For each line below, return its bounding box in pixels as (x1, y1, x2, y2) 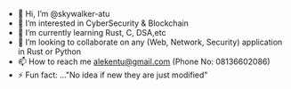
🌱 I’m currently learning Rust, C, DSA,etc (17, 28, 166, 37)
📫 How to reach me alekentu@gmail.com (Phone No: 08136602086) (17, 56, 271, 67)
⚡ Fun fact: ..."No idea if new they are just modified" (17, 69, 208, 80)
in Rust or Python (17, 46, 82, 57)
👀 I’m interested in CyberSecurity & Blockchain (17, 18, 189, 28)
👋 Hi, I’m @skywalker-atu (17, 9, 110, 19)
